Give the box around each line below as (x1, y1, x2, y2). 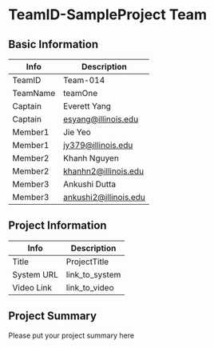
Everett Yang (62, 101, 112, 111)
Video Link (12, 282, 53, 293)
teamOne (62, 88, 98, 98)
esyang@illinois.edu (62, 114, 139, 125)
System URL (12, 269, 58, 280)
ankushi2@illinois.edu (62, 192, 145, 202)
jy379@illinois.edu (62, 140, 133, 150)
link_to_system (65, 269, 121, 280)
